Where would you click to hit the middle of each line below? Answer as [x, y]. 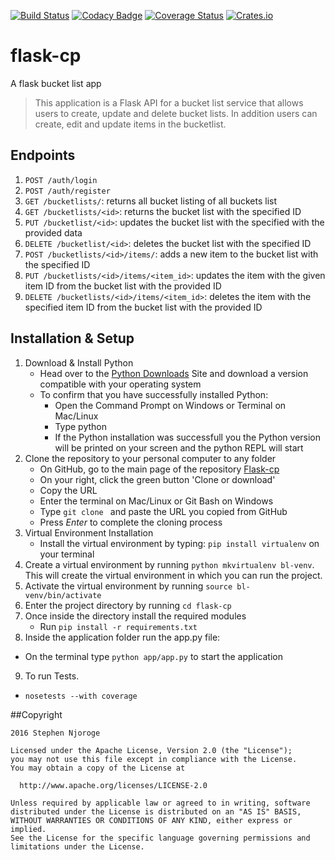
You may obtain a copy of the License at [98, 768]
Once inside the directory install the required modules [135, 616]
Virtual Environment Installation [89, 532]
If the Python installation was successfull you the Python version [188, 437]
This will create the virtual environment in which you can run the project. [173, 575]
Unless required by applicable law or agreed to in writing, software [160, 803]
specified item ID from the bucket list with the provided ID [143, 307]
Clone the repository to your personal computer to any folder [150, 458]
